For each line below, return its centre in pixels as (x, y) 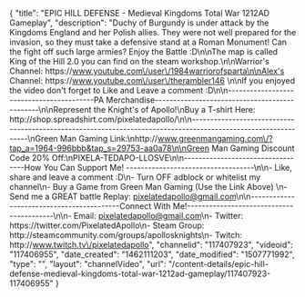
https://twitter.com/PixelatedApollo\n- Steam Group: (107, 225)
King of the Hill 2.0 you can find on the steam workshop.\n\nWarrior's (140, 61)
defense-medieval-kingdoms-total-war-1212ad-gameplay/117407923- (140, 273)
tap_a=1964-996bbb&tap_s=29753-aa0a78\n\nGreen (109, 148)
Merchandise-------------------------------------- (200, 100)
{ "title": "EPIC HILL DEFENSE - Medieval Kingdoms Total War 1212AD (140, 13)
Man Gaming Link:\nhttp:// (109, 139)
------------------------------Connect (81, 206)
